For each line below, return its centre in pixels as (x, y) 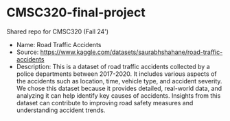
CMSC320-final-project (76, 13)
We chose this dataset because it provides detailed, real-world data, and (119, 88)
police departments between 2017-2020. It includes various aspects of (116, 74)
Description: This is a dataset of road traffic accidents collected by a (113, 66)
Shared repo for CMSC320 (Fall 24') (58, 31)
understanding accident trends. (61, 110)
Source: (27, 52)
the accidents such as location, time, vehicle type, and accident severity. (119, 81)
